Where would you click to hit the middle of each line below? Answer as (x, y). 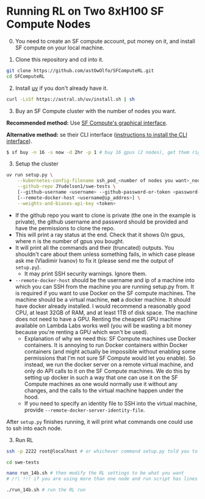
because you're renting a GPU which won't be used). (81, 332)
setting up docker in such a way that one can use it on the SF (101, 377)
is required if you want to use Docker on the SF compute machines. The (106, 293)
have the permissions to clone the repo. (65, 228)
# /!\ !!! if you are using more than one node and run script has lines (102, 479)
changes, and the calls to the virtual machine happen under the (104, 390)
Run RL (24, 440)
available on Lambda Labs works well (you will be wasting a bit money (103, 326)
